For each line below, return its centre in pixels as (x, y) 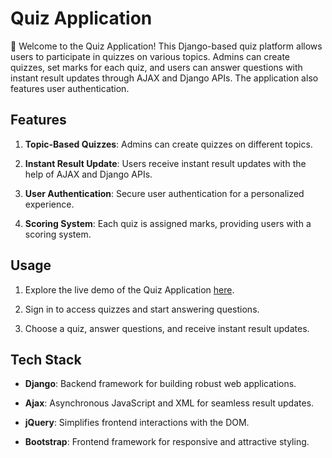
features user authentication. (70, 88)
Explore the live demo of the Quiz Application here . (129, 289)
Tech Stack (46, 359)
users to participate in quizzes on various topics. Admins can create (150, 56)
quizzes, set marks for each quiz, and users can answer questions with (156, 67)
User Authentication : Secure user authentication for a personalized (164, 193)
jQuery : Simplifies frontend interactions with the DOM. (137, 423)
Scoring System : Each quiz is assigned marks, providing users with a (168, 223)
